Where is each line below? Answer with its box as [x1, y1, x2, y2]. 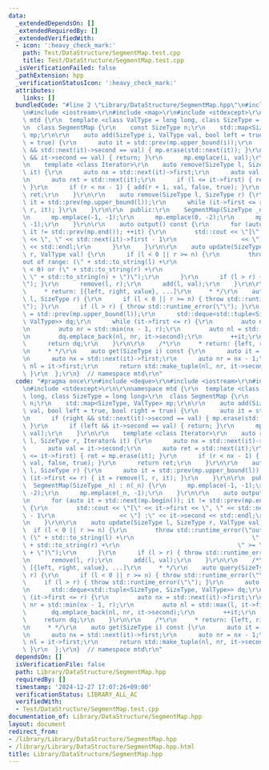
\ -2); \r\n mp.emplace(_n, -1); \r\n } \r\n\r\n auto [22, 488, 239, 497]
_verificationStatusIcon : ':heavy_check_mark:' [15, 79, 178, 87]
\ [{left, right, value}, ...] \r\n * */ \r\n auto [22, 563, 217, 572]
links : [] [22, 94, 56, 102]
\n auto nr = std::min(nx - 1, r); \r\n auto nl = [22, 325, 242, 333]
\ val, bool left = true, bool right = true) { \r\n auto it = [22, 407, 252, 415]
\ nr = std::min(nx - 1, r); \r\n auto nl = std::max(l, [22, 601, 239, 609]
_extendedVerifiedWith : [15, 34, 94, 43]
